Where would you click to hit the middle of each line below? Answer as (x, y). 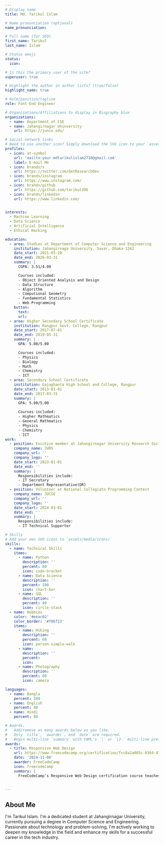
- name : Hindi (24, 712)
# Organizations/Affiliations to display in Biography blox (68, 112)
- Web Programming (37, 303)
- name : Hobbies (26, 612)
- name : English (26, 703)
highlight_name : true (27, 90)
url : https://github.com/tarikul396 (51, 190)
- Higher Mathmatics (39, 417)
